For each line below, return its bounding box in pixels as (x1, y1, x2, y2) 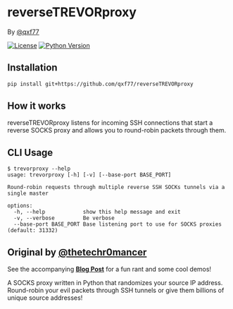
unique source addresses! (7, 293, 83, 302)
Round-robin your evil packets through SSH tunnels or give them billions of (7, 286, 225, 295)
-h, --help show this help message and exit (13, 209, 181, 216)
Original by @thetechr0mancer (7, 246, 147, 258)
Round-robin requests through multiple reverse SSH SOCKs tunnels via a (7, 184, 225, 191)
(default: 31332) (7, 227, 58, 234)
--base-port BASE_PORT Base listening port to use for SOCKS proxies (13, 221, 222, 228)
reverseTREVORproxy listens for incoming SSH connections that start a (7, 119, 213, 127)
